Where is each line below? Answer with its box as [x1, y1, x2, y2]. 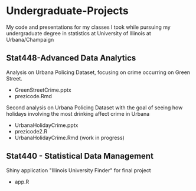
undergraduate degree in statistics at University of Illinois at [6, 29, 152, 36]
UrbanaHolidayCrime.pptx [14, 122, 79, 129]
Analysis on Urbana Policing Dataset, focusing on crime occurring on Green [6, 69, 191, 76]
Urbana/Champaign [6, 36, 54, 43]
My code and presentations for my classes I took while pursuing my [6, 24, 171, 31]
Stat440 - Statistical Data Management [6, 151, 153, 161]
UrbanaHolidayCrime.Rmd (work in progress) [14, 134, 125, 141]
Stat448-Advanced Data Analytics [6, 53, 136, 63]
